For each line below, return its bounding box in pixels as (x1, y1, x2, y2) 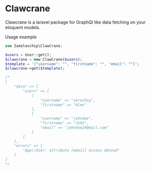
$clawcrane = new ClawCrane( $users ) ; (5, 57, 83, 62)
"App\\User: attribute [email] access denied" (23, 148, 120, 153)
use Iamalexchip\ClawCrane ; (5, 43, 63, 48)
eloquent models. (5, 24, 40, 30)
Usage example (5, 34, 37, 40)
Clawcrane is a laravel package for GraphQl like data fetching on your (5, 19, 146, 25)
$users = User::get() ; (5, 52, 52, 57)
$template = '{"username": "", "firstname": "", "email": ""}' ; (5, 61, 140, 66)
